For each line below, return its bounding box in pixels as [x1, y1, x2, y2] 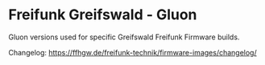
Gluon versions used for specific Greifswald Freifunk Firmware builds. [8, 32, 240, 42]
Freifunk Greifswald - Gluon [8, 6, 197, 24]
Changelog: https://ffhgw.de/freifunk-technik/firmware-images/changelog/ [8, 47, 257, 57]
